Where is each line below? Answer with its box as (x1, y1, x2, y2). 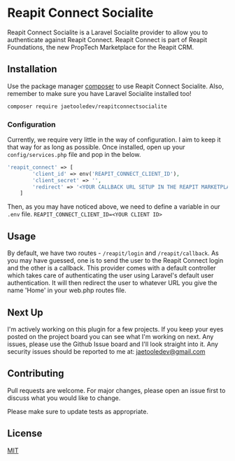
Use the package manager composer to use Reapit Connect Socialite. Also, (7, 82, 224, 90)
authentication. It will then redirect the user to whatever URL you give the (7, 279, 218, 287)
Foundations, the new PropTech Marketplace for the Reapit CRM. (7, 43, 194, 51)
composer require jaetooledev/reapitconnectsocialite (7, 103, 168, 110)
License (7, 427, 43, 439)
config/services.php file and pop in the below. (7, 150, 141, 158)
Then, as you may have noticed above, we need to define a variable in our (7, 202, 220, 211)
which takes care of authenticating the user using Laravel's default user (7, 271, 214, 280)
